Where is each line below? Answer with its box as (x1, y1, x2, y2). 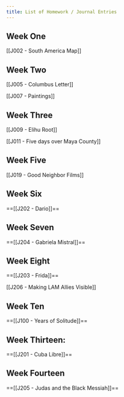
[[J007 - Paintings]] (6, 92, 55, 100)
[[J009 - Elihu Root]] (6, 126, 57, 134)
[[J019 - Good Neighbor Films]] (6, 171, 84, 178)
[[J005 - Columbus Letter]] (6, 81, 73, 88)
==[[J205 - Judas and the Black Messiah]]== (6, 384, 119, 392)
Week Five (6, 155, 46, 166)
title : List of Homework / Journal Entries (6, 8, 117, 15)
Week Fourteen (6, 368, 65, 378)
